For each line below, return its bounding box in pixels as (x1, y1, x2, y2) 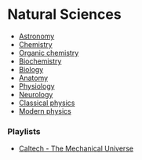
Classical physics (18, 98, 75, 107)
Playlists (7, 125, 41, 136)
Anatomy (18, 73, 49, 82)
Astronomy (18, 31, 55, 41)
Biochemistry (18, 56, 62, 66)
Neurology (18, 89, 53, 99)
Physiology (18, 81, 56, 91)
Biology (18, 64, 44, 74)
